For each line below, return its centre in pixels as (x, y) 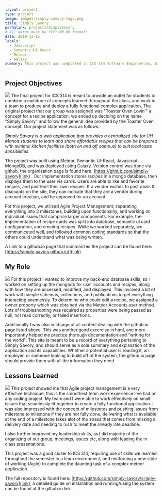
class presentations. (25, 444)
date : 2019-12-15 (23, 37)
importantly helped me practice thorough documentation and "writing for (78, 335)
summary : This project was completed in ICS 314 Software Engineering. (79, 64)
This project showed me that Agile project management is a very (75, 388)
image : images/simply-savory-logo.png (44, 18)
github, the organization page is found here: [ (50, 171)
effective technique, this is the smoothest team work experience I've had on (81, 393)
